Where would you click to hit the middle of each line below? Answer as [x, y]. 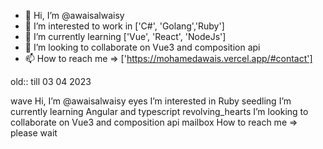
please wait [34, 133]
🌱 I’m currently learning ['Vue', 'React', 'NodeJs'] [125, 36]
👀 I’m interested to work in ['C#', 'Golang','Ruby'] [124, 26]
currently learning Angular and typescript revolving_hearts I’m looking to [159, 111]
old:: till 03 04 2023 [51, 81]
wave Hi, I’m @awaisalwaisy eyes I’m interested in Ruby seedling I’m [151, 101]
